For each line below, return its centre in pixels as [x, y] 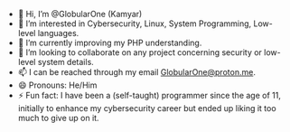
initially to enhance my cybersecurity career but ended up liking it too [147, 108]
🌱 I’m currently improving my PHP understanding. [110, 42]
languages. [58, 33]
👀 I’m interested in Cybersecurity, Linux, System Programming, [135, 24]
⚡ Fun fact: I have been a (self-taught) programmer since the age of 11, [150, 95]
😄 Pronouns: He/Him [57, 85]
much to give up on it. [58, 118]
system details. [66, 62]
